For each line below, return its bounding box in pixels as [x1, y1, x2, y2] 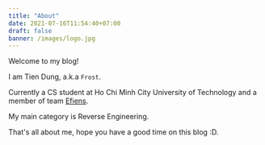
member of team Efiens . [8, 96, 89, 106]
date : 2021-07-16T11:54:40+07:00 [8, 19, 121, 27]
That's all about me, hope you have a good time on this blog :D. [8, 127, 219, 137]
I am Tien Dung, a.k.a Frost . [8, 72, 102, 81]
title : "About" [8, 11, 60, 20]
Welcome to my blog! [8, 56, 79, 66]
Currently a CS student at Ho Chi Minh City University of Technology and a [8, 88, 257, 97]
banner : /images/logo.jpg [8, 34, 95, 43]
